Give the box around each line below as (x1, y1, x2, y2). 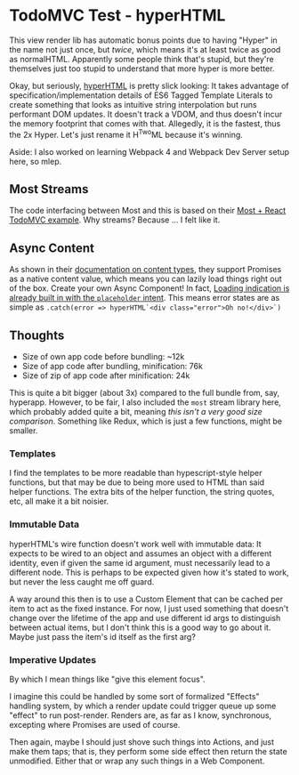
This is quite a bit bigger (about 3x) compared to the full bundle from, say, (9, 388, 280, 399)
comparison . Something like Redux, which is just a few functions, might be (9, 416, 283, 427)
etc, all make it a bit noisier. (9, 496, 109, 507)
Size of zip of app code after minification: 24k (21, 370, 190, 381)
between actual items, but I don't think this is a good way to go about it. (9, 622, 271, 633)
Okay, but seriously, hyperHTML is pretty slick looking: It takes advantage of (9, 80, 289, 91)
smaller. (9, 425, 38, 436)
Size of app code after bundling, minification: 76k (21, 361, 203, 372)
